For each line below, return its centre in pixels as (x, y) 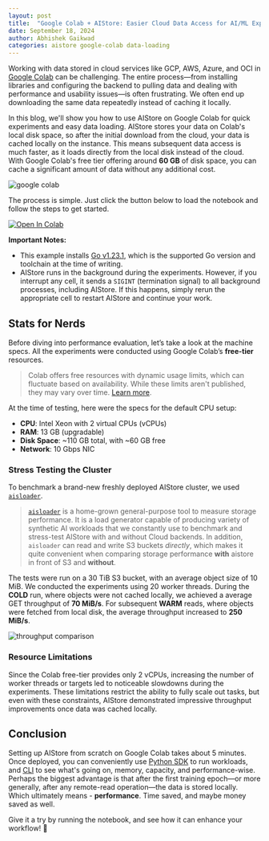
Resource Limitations (50, 657)
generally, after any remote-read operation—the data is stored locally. (123, 787)
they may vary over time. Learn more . (90, 392)
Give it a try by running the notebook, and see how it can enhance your (125, 820)
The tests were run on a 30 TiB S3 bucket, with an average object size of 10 (133, 578)
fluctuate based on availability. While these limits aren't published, (137, 384)
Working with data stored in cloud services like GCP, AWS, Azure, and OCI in (134, 68)
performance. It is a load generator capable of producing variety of (139, 520)
